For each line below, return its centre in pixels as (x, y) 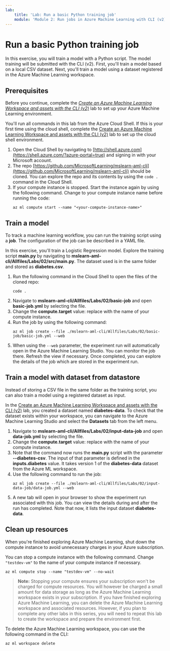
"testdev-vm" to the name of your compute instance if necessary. (73, 562)
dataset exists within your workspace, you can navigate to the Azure (76, 416)
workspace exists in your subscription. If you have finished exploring (89, 597)
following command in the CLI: (37, 634)
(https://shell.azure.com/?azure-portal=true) (59, 155)
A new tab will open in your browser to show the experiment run (79, 497)
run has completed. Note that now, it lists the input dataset (73, 508)
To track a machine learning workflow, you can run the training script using (83, 235)
